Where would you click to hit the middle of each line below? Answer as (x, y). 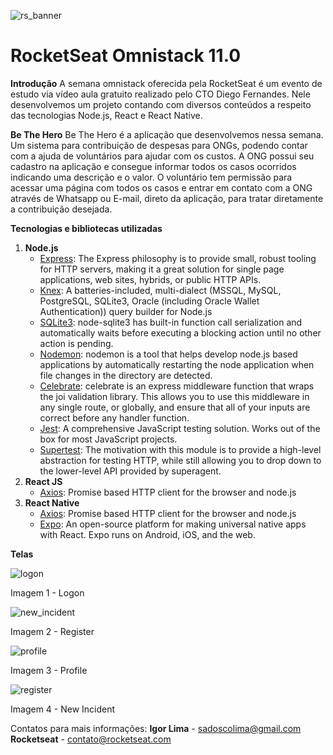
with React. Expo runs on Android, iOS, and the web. (147, 534)
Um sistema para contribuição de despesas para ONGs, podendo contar (159, 145)
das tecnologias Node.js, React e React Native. (106, 115)
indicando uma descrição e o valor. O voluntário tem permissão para (151, 177)
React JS (43, 481)
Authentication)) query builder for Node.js (126, 311)
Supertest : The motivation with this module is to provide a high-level (180, 449)
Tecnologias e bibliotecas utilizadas (86, 228)
